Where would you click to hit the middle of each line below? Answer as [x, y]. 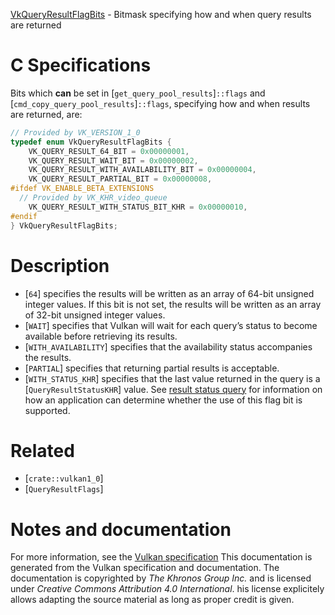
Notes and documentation [121, 529]
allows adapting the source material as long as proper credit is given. [152, 600]
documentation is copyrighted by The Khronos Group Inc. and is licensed [161, 578]
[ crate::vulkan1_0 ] [64, 478]
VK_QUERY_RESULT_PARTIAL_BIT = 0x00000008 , [120, 179]
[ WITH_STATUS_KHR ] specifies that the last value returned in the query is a [172, 378]
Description [60, 265]
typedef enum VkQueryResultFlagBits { [91, 142]
